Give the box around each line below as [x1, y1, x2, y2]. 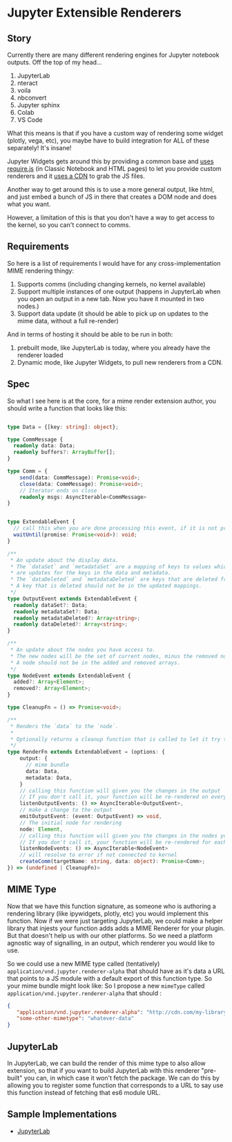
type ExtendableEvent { [7, 518, 76, 525]
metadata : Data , [25, 774, 72, 781]
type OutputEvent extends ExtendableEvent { [7, 595, 137, 602]
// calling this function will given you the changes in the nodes [19, 832, 217, 839]
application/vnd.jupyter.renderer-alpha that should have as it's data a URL [7, 967, 225, 975]
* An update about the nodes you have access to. [10, 646, 156, 653]
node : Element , [19, 826, 64, 833]
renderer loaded [17, 351, 64, 359]
